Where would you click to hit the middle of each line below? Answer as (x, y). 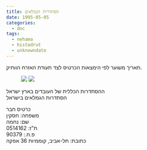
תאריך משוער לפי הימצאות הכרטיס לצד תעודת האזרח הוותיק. (74, 67)
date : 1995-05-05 (28, 17)
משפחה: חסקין (23, 115)
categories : (21, 23)
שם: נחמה (18, 121)
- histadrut (26, 45)
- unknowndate (29, 51)
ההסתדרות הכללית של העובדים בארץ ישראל (56, 91)
